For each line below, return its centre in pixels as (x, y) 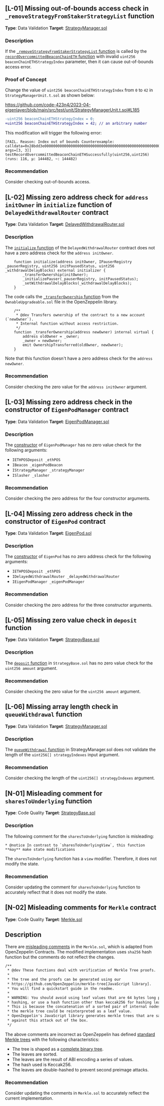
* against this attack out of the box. (48, 1020)
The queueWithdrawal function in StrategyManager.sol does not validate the (81, 750)
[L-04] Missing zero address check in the (69, 514)
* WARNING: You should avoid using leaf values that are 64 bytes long (82, 997)
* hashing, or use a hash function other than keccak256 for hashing (79, 1002)
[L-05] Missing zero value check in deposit (71, 620)
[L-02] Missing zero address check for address (77, 197)
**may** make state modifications (40, 849)
